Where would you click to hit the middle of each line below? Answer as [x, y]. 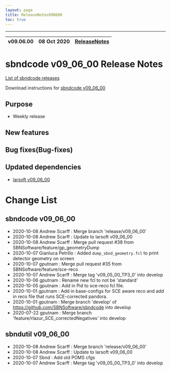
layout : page [19, 10]
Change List [31, 200]
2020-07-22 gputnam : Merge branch [52, 313]
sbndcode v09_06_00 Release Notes [84, 64]
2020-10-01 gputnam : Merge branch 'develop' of [65, 302]
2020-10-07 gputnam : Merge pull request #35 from [67, 264]
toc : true [16, 19]
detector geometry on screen [44, 258]
